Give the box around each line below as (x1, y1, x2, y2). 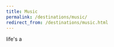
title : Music (6, 8, 38, 15)
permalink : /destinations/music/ (6, 14, 88, 20)
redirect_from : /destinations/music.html (6, 19, 109, 25)
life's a (6, 36, 22, 43)
